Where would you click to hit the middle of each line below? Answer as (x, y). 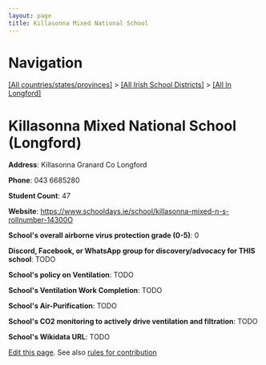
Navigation (45, 63)
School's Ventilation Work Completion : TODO (85, 291)
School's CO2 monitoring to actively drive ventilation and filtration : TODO (133, 322)
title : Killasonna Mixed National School (79, 23)
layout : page (30, 16)
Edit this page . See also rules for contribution (83, 352)
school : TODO (32, 259)
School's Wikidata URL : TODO (59, 337)
